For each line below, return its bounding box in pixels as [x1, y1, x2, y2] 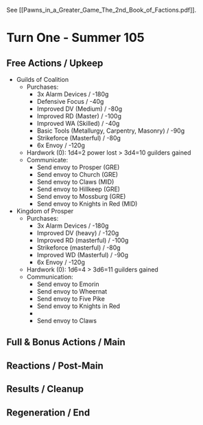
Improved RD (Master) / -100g [36, 112, 121, 120]
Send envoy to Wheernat [36, 287, 108, 295]
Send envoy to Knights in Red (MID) [36, 199, 138, 208]
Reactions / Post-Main [6, 360, 104, 371]
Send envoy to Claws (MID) [36, 178, 115, 186]
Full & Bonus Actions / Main [6, 336, 126, 348]
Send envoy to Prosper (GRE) [36, 163, 120, 171]
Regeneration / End [6, 406, 91, 418]
